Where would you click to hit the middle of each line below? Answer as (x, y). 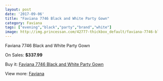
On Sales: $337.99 (24, 55)
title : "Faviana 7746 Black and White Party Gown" (57, 18)
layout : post (18, 9)
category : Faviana (24, 23)
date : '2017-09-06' (25, 14)
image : (12, 32)
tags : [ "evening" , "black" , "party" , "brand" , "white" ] (58, 27)
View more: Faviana (25, 74)
